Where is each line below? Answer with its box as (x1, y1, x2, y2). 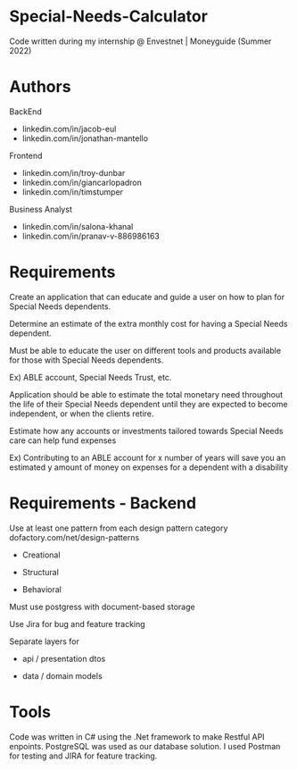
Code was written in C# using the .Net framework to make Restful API (9, 731, 265, 742)
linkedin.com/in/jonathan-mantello (21, 132, 149, 144)
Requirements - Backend (9, 493, 197, 513)
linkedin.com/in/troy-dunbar (21, 167, 126, 178)
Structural (21, 566, 60, 577)
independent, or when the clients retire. (9, 408, 154, 419)
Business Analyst (9, 204, 73, 214)
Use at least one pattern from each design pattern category (9, 523, 228, 533)
